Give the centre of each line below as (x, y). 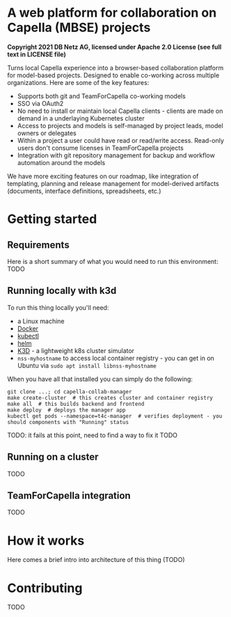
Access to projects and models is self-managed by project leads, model (120, 125)
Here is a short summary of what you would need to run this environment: (113, 261)
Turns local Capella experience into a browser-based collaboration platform (115, 68)
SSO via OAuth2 (40, 103)
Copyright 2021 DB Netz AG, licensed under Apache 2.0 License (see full (114, 47)
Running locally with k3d (62, 291)
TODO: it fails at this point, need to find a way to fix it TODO (93, 435)
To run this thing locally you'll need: (58, 307)
